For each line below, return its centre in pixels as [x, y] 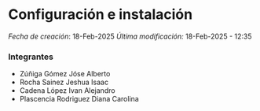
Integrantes [31, 57]
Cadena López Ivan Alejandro [67, 91]
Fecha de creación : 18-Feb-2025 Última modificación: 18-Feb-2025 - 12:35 [130, 36]
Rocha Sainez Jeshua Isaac [64, 82]
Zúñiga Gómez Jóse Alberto [65, 74]
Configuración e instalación [101, 15]
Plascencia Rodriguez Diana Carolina [79, 99]
